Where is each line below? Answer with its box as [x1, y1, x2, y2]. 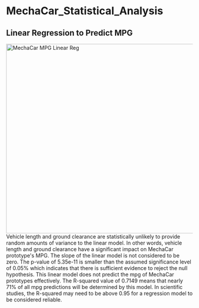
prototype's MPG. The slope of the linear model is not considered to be [6, 252, 179, 259]
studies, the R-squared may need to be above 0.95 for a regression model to [6, 290, 193, 297]
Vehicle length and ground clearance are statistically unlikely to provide [6, 233, 181, 240]
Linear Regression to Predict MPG [6, 28, 133, 38]
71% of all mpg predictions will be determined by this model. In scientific [6, 284, 183, 290]
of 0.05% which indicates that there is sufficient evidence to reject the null [6, 265, 188, 271]
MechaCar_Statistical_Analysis [6, 4, 163, 18]
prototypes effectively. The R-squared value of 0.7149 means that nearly [6, 277, 184, 284]
